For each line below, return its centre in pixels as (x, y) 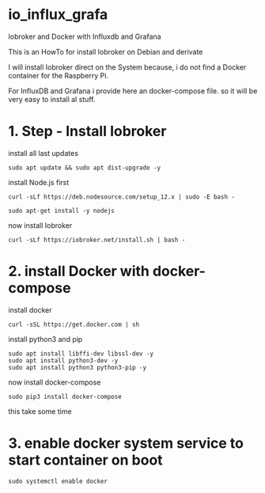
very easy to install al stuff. (52, 99)
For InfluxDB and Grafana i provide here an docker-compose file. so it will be (133, 91)
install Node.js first (39, 182)
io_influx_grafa (58, 15)
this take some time (40, 411)
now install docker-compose (55, 382)
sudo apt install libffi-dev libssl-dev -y (81, 354)
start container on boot (86, 460)
